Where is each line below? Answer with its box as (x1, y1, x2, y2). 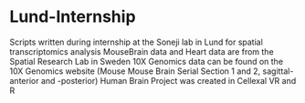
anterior (9, 75, 39, 86)
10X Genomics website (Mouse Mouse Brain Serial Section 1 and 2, (9, 66, 261, 77)
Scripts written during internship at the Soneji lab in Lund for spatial (9, 36, 263, 47)
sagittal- (262, 66, 294, 77)
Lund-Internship (9, 6, 136, 27)
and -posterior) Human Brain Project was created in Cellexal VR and (40, 75, 297, 86)
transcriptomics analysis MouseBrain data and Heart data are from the (9, 46, 274, 57)
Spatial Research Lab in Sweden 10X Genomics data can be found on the (9, 56, 284, 67)
